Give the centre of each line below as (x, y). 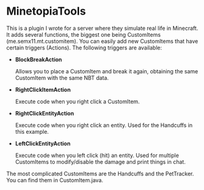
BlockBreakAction (38, 59)
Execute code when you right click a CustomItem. (77, 101)
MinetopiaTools (46, 11)
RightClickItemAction (43, 89)
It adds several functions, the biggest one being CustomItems (84, 34)
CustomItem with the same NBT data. (62, 78)
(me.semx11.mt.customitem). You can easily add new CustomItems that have (102, 41)
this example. (32, 131)
